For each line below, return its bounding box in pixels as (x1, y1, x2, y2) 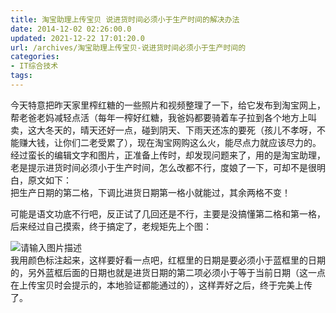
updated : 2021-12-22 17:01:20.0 (10, 33, 145, 43)
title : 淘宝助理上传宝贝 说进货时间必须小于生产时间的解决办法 (10, 14, 240, 25)
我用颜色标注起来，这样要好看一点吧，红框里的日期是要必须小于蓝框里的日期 (10, 254, 326, 266)
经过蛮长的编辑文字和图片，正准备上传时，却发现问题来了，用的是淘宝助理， (10, 149, 326, 161)
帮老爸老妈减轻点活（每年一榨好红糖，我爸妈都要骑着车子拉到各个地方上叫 (10, 111, 317, 123)
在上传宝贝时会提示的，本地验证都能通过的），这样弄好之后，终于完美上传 (10, 279, 313, 291)
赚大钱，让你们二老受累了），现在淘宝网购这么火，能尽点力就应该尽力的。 (18, 136, 322, 148)
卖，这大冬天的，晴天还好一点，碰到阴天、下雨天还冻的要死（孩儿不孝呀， (10, 124, 317, 136)
